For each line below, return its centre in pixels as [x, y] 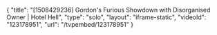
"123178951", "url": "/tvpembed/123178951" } [70, 24]
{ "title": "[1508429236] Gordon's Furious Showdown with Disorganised [108, 10]
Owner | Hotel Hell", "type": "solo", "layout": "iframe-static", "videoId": [106, 17]
